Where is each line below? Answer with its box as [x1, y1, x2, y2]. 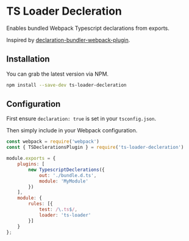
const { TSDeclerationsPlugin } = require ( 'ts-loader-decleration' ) [6, 145, 184, 151]
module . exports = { [6, 156, 56, 162]
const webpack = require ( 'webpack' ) [6, 138, 99, 145]
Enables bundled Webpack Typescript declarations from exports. [6, 24, 169, 32]
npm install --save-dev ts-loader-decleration [6, 82, 127, 88]
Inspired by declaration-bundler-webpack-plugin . [6, 36, 130, 43]
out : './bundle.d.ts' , [38, 172, 97, 178]
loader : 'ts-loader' [38, 212, 91, 218]
